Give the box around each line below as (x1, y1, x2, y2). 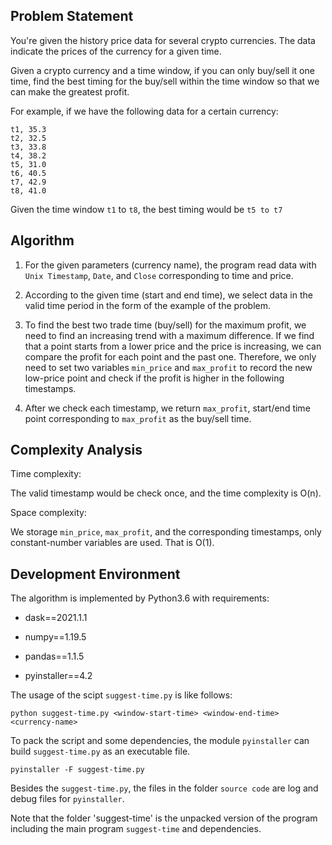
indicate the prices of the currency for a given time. (10, 45, 222, 57)
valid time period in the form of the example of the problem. (24, 299, 271, 311)
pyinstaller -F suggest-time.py (10, 765, 145, 775)
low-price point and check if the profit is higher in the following (24, 372, 285, 384)
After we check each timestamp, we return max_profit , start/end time (24, 402, 311, 414)
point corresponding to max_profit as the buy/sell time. (24, 412, 252, 424)
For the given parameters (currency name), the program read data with (24, 259, 317, 271)
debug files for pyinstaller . (10, 793, 125, 805)
